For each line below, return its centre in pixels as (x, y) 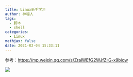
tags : (10, 18)
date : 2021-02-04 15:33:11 (32, 46)
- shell (17, 28)
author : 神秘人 (19, 14)
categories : (17, 32)
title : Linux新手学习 (25, 9)
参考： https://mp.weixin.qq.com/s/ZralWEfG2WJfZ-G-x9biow (66, 60)
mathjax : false (20, 41)
